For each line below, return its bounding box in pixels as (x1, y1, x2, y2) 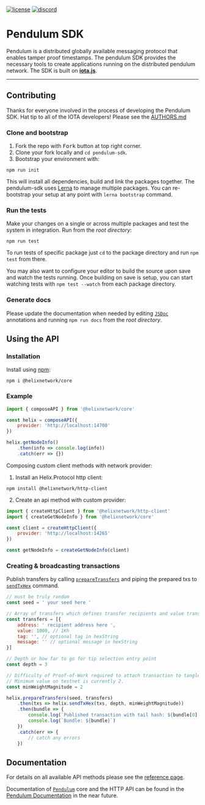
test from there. (6, 256, 47, 263)
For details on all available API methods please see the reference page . (6, 774, 185, 781)
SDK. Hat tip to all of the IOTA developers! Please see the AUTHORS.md (6, 113, 187, 121)
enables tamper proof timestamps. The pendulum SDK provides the (6, 54, 176, 61)
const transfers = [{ (6, 616, 62, 622)
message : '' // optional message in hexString (17, 639, 138, 645)
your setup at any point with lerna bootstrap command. (32, 191, 173, 198)
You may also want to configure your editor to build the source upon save (6, 267, 191, 275)
